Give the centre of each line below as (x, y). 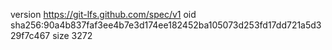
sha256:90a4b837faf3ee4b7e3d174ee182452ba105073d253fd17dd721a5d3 (166, 25)
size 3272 (72, 35)
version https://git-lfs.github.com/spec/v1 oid (103, 14)
